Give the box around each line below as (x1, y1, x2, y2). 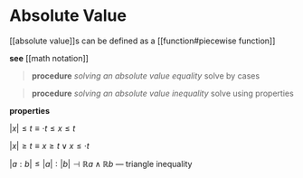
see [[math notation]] (9, 52, 89, 63)
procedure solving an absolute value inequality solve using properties (31, 88, 294, 98)
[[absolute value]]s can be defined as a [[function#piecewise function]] (9, 35, 276, 46)
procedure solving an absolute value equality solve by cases (31, 70, 260, 81)
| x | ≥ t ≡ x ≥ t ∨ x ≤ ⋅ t (9, 140, 90, 151)
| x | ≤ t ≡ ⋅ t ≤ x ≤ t (9, 123, 76, 134)
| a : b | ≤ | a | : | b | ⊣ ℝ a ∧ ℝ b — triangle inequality (9, 158, 193, 169)
